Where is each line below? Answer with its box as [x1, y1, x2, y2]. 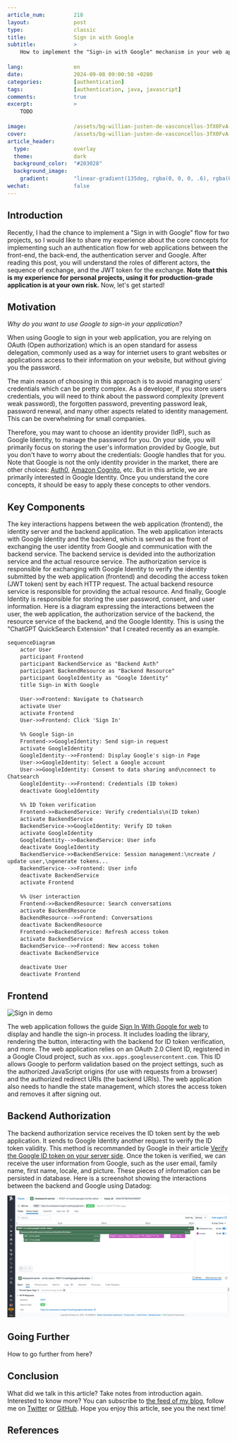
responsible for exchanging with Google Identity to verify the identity [7, 565, 207, 573]
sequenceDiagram [7, 639, 55, 647]
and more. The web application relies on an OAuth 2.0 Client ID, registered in [7, 1045, 230, 1053]
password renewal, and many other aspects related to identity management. [7, 407, 229, 415]
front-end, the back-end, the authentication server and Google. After [7, 250, 207, 259]
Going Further [7, 1331, 71, 1343]
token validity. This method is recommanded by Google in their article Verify [7, 1143, 228, 1153]
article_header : [7, 138, 55, 145]
